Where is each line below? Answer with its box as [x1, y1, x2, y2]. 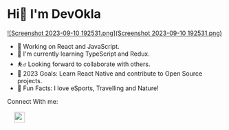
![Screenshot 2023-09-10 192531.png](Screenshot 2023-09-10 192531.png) [7, 29, 222, 37]
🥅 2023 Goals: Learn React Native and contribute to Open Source [17, 69, 203, 78]
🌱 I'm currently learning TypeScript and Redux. [17, 50, 150, 58]
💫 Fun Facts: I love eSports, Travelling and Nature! [17, 84, 160, 92]
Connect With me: [7, 97, 58, 105]
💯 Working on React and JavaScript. [17, 42, 120, 50]
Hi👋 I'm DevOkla [7, 6, 101, 22]
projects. [17, 76, 43, 85]
